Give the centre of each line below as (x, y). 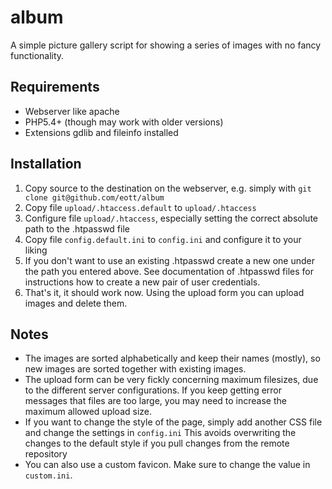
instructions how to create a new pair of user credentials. (142, 282)
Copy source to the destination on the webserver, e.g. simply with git (168, 188)
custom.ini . (48, 475)
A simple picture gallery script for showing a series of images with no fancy (166, 45)
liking (36, 250)
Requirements (55, 87)
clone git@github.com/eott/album (94, 197)
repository (46, 454)
